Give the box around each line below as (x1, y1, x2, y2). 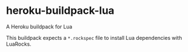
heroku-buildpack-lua (6, 4, 115, 17)
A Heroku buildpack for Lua (6, 23, 73, 30)
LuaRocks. (6, 40, 32, 47)
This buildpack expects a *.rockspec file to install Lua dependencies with (6, 34, 183, 41)
